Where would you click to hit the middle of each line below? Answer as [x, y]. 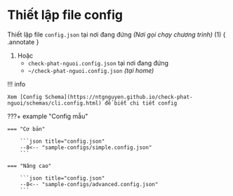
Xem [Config [25, 97]
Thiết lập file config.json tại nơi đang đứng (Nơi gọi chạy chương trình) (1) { [116, 34]
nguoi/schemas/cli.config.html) [54, 103]
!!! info [16, 84]
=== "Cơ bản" [26, 129]
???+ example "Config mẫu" [48, 116]
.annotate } [23, 41]
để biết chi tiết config [141, 103]
